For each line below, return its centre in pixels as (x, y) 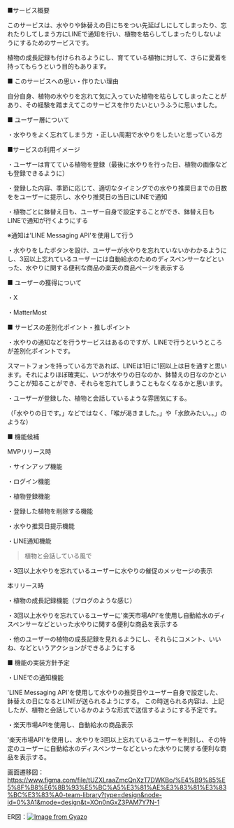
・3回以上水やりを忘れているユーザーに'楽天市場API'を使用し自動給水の (111, 615)
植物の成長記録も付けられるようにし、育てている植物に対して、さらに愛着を (117, 57)
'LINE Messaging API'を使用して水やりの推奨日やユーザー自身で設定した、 (115, 692)
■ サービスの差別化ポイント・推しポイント (69, 327)
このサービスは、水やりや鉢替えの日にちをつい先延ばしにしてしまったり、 (114, 25)
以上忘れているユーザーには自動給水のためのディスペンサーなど (120, 259)
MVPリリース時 (29, 451)
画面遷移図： (25, 772)
